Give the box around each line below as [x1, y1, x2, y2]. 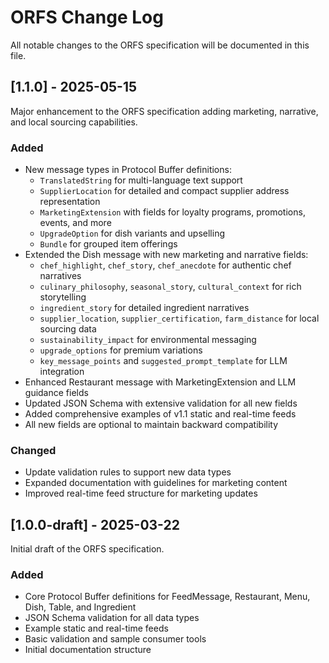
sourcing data [39, 323, 97, 335]
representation [39, 196, 101, 208]
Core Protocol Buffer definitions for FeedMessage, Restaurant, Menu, [24, 591, 311, 603]
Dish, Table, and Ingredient [24, 601, 137, 613]
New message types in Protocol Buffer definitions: [24, 164, 232, 176]
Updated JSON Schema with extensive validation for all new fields [24, 397, 298, 410]
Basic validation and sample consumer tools [24, 633, 207, 645]
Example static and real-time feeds [24, 622, 169, 635]
